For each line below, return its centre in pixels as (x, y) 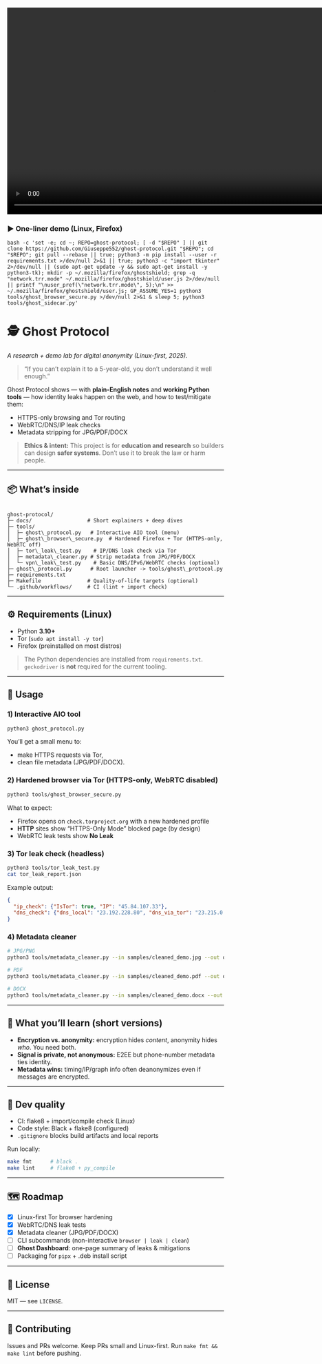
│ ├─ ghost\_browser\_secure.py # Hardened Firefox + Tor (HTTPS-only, (115, 539)
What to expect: (30, 808)
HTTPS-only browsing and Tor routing (71, 418)
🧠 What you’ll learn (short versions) (85, 1023)
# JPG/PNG (21, 951)
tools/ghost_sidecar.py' (43, 303)
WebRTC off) (24, 545)
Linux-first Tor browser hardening (65, 1217)
